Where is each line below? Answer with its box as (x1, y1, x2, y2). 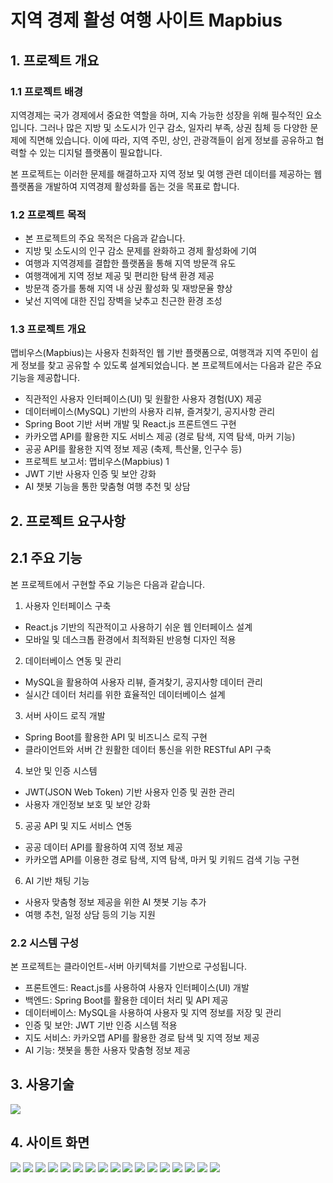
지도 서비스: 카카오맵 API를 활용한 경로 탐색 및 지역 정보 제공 (24, 1031, 260, 1043)
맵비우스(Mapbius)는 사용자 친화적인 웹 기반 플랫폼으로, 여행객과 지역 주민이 (10, 347, 308, 359)
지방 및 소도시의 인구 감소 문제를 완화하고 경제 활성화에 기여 (24, 245, 258, 257)
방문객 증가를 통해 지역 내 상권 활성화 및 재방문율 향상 (24, 282, 233, 295)
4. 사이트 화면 (10, 1134, 90, 1151)
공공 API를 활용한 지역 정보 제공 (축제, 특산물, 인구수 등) (24, 443, 243, 455)
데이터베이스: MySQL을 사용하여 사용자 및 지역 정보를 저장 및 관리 (24, 1006, 282, 1018)
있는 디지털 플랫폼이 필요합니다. (39, 146, 163, 158)
